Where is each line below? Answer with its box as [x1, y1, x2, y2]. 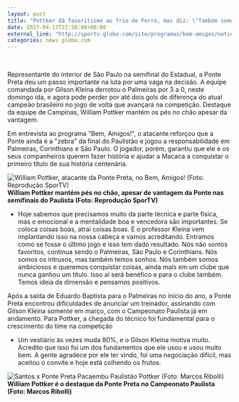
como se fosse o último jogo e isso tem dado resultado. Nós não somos [17, 240, 228, 249]
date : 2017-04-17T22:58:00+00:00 [7, 23, 107, 31]
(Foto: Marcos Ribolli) [7, 387, 73, 396]
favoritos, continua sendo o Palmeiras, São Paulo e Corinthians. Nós [17, 248, 218, 256]
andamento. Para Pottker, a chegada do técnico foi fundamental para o [7, 314, 216, 323]
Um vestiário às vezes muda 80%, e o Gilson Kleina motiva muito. [17, 336, 211, 344]
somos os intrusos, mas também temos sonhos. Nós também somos [17, 255, 218, 264]
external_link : [7, 30, 53, 38]
